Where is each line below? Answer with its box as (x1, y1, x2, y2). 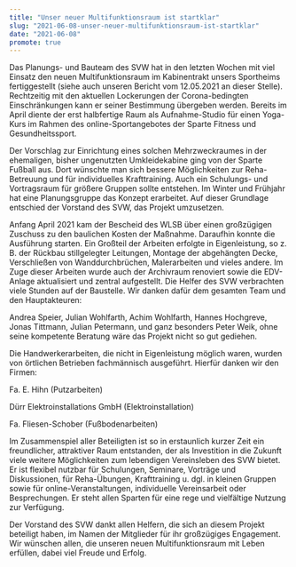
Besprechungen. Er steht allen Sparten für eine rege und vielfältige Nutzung (9, 492, 286, 503)
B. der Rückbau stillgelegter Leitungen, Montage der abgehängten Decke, (9, 248, 278, 259)
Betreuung (9, 174, 48, 185)
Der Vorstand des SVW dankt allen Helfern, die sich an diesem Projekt (9, 519, 265, 530)
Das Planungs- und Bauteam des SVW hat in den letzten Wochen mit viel (9, 62, 276, 73)
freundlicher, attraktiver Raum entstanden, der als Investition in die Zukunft (9, 445, 282, 456)
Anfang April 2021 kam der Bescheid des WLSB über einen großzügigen (9, 220, 273, 230)
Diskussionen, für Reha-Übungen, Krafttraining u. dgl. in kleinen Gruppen (9, 474, 277, 484)
